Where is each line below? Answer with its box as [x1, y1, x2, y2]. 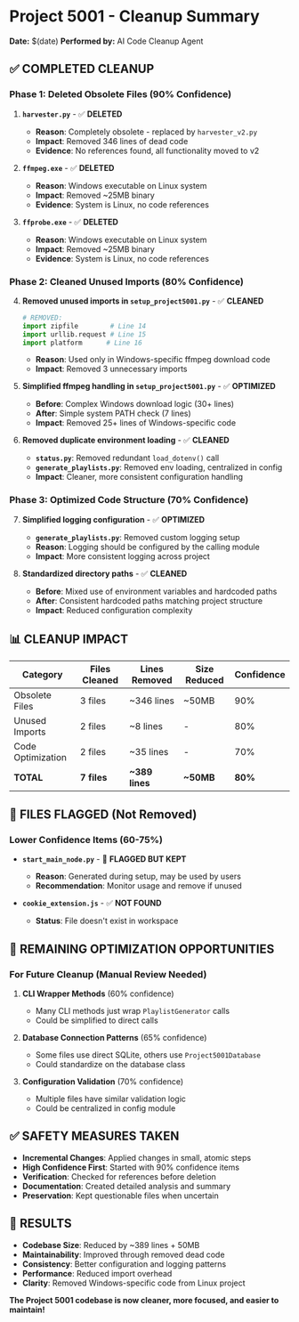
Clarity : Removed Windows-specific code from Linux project [21, 1277, 246, 1288]
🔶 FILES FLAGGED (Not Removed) [9, 807, 198, 822]
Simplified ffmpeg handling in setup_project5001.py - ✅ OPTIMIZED [21, 381, 276, 392]
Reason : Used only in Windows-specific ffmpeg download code [35, 354, 271, 365]
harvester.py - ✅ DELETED [21, 109, 123, 119]
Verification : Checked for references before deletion [21, 1171, 216, 1181]
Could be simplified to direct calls [35, 1015, 158, 1026]
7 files [79, 771, 108, 783]
